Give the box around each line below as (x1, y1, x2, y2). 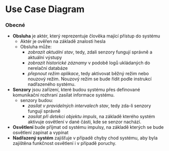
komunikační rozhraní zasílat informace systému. (12, 92, 115, 98)
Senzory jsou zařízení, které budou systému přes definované (12, 87, 140, 93)
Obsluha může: (20, 44, 52, 50)
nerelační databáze (27, 65, 68, 71)
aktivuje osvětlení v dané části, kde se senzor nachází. (27, 119, 142, 125)
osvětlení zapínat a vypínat (12, 130, 69, 136)
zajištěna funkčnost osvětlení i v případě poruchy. (12, 140, 116, 146)
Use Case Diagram (5, 4, 85, 15)
